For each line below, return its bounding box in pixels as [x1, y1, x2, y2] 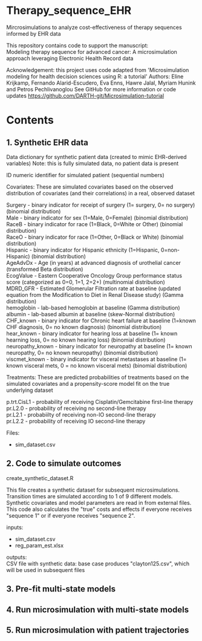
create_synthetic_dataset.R [6, 474, 74, 481]
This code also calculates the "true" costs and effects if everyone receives [6, 506, 192, 513]
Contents [6, 113, 54, 127]
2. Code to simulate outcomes [6, 458, 122, 469]
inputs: [6, 524, 24, 531]
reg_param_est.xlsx [15, 542, 64, 549]
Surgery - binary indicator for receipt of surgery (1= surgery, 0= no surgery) [6, 201, 195, 209]
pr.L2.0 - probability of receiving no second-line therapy [6, 405, 146, 412]
